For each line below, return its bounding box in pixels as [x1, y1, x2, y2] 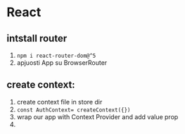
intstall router [6, 32, 68, 44]
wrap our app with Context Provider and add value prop [16, 112, 179, 121]
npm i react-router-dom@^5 [16, 52, 96, 59]
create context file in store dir [16, 97, 103, 106]
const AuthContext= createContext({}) [16, 106, 131, 114]
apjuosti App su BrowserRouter [16, 59, 108, 67]
